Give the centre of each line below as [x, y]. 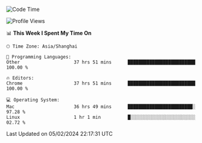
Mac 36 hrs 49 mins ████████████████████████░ [101, 107]
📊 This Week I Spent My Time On [49, 33]
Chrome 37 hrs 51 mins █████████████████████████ [101, 83]
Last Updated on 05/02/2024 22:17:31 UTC [59, 134]
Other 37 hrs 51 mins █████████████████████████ [101, 62]
